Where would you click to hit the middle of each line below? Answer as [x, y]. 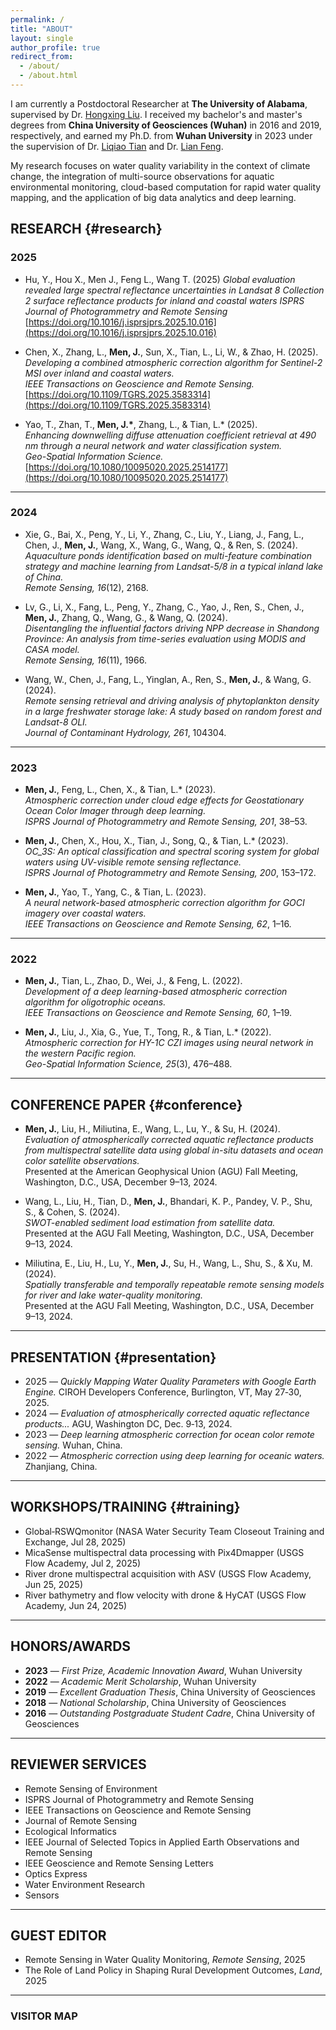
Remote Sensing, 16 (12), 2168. [86, 587]
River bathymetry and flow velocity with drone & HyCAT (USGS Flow [165, 1595]
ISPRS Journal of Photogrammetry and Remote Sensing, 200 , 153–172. [170, 873]
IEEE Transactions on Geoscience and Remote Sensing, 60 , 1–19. [158, 1013]
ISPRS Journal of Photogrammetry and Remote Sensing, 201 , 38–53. [166, 822]
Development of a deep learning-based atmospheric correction [156, 992]
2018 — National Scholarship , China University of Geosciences [155, 1702]
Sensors [42, 1895]
